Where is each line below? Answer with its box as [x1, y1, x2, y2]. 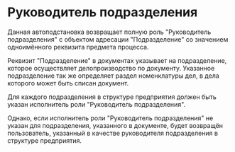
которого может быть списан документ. [7, 78, 129, 87]
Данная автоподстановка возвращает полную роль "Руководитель [7, 28, 212, 36]
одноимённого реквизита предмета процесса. [7, 42, 149, 51]
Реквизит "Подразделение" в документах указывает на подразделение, [7, 56, 227, 64]
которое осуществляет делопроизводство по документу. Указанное [7, 64, 215, 72]
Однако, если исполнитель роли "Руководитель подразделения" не [7, 114, 214, 122]
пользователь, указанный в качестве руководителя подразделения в [7, 129, 219, 137]
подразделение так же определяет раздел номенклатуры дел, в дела [7, 71, 220, 80]
